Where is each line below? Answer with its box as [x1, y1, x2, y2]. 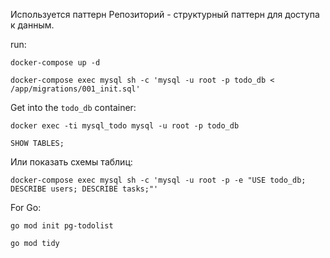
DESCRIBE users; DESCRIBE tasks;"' [10, 184, 159, 194]
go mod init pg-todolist [10, 221, 114, 231]
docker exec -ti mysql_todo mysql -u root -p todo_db [10, 121, 240, 131]
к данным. [10, 19, 55, 31]
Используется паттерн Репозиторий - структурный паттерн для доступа [10, 9, 320, 20]
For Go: [10, 202, 42, 213]
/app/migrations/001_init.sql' [10, 84, 141, 94]
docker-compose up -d [10, 58, 101, 68]
